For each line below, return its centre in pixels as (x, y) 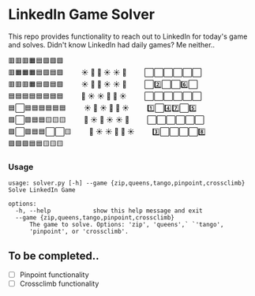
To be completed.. (54, 255)
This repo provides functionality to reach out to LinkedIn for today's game (128, 36)
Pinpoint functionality (54, 275)
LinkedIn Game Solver (82, 15)
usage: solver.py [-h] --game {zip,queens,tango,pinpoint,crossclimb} (127, 183)
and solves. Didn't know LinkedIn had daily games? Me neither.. (112, 44)
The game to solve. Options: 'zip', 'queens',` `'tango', (126, 225)
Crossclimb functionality (59, 284)
